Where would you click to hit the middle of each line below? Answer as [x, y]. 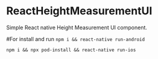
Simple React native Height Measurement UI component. [77, 27]
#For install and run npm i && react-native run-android [76, 39]
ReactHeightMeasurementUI [79, 11]
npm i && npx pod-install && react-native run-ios [71, 50]
